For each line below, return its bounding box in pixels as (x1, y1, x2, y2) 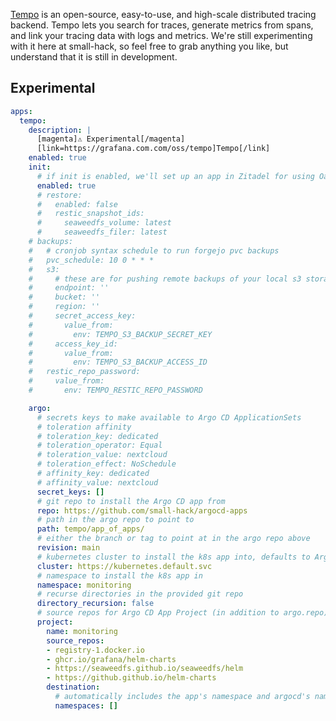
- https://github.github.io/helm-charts (46, 673, 217, 683)
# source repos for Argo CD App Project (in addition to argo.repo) (36, 608, 329, 618)
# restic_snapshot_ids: (36, 209, 145, 219)
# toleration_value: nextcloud (36, 450, 168, 460)
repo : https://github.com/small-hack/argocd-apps (36, 505, 248, 516)
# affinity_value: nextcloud (36, 477, 159, 488)
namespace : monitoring (36, 580, 132, 590)
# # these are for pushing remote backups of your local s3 (28, 274, 302, 284)
